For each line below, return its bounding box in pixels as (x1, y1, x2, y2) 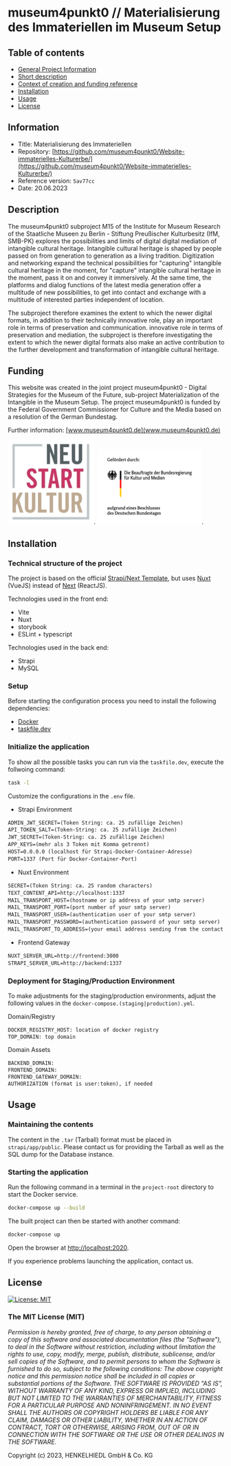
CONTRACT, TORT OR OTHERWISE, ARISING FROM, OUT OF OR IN (8, 1423, 199, 1431)
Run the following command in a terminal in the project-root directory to (8, 1183, 214, 1191)
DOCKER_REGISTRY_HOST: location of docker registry (8, 1026, 159, 1034)
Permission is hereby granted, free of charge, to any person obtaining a (8, 1328, 212, 1336)
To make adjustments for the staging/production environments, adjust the (8, 992, 216, 1000)
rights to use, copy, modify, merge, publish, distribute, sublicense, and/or (8, 1350, 215, 1358)
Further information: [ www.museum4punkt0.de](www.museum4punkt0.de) (8, 426, 221, 435)
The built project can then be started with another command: (8, 1217, 181, 1225)
